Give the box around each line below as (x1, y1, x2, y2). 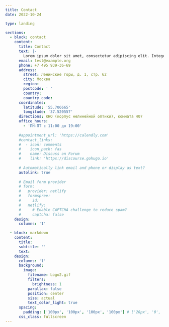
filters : (27, 277, 46, 282)
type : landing (5, 21, 35, 26)
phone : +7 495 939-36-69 (18, 63, 71, 68)
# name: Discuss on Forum (18, 151, 80, 156)
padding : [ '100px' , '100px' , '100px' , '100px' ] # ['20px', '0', (23, 309, 161, 315)
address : (18, 67, 37, 73)
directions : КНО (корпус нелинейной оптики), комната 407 (18, 114, 143, 119)
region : (23, 81, 39, 87)
